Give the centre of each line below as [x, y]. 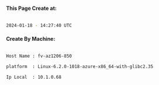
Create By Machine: [31, 38]
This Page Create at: [31, 8]
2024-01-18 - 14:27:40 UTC [39, 26]
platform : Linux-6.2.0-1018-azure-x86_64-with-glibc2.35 [80, 67]
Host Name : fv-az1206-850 [39, 56]
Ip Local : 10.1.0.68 [34, 77]
